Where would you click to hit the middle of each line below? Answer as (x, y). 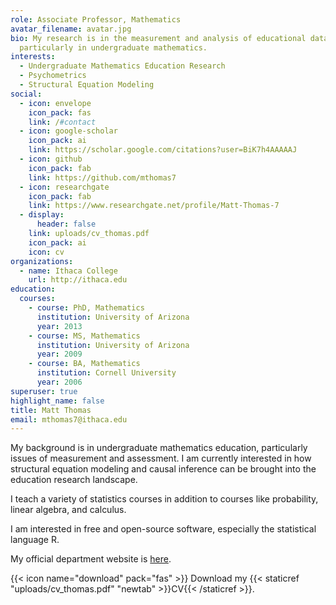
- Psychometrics (53, 76)
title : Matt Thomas (51, 410)
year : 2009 (59, 354)
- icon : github (51, 159)
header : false (66, 224)
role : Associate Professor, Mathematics (96, 19)
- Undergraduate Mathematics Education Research (122, 66)
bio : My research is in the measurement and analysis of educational (158, 38)
